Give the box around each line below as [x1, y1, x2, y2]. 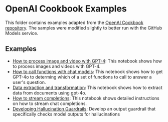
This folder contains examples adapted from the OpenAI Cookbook [5, 19, 144, 25]
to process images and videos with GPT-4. [12, 63, 101, 69]
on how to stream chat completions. [12, 100, 87, 106]
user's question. [12, 79, 46, 85]
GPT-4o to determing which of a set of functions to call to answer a [12, 73, 152, 80]
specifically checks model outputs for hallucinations [12, 111, 120, 117]
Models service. [5, 30, 39, 36]
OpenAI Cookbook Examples [5, 3, 127, 14]
